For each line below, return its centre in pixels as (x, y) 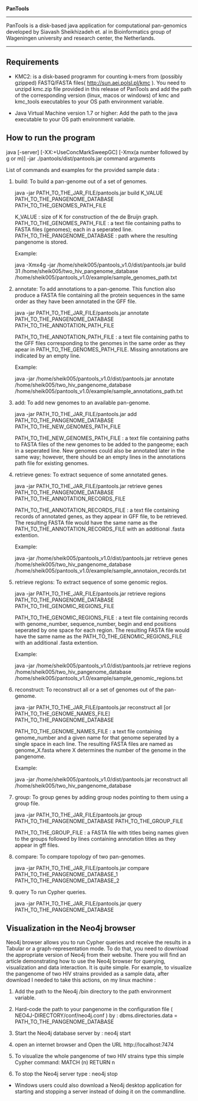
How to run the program (51, 138)
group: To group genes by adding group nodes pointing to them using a (101, 797)
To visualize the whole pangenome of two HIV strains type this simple (99, 1056)
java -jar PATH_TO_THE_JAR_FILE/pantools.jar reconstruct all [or (93, 707)
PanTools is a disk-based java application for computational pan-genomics (97, 25)
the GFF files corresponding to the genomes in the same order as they (100, 343)
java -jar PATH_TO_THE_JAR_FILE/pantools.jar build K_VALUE (89, 193)
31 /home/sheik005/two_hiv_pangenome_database (76, 271)
